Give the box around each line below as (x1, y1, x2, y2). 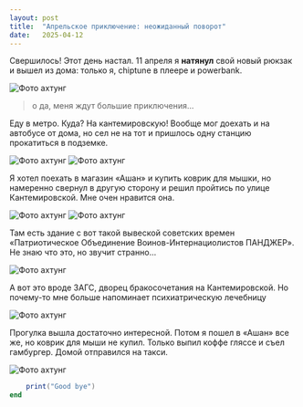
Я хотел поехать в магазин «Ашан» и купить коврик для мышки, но (9, 172, 272, 183)
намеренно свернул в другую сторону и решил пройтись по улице (9, 183, 270, 193)
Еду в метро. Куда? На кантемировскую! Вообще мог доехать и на (9, 118, 271, 129)
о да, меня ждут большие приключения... (31, 100, 194, 111)
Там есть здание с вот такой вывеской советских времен (9, 227, 235, 238)
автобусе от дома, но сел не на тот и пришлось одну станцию (9, 128, 252, 139)
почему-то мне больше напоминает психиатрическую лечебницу (9, 292, 266, 303)
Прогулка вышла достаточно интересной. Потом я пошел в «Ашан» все (9, 328, 290, 339)
